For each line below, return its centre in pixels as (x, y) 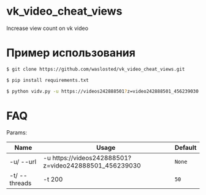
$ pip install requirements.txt (48, 80)
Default (185, 148)
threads (21, 183)
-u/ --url (23, 162)
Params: (17, 133)
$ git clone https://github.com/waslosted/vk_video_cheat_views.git (96, 69)
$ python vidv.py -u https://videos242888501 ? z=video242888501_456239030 (103, 91)
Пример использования (71, 53)
